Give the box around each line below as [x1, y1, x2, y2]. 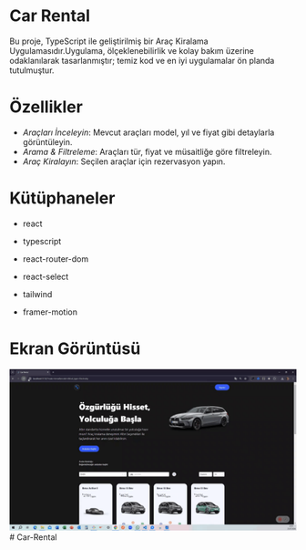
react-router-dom [22, 253, 89, 265]
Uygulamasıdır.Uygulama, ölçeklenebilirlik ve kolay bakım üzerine [9, 45, 255, 56]
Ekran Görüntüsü [9, 338, 141, 358]
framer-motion [22, 306, 77, 317]
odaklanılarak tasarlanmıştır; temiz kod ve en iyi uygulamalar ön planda [9, 55, 275, 66]
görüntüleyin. [22, 136, 73, 147]
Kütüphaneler [9, 188, 116, 209]
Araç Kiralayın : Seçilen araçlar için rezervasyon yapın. [22, 156, 226, 167]
